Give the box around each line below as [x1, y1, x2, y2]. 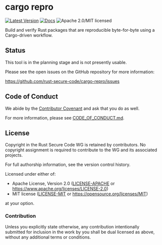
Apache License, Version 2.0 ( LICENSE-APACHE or [12, 181, 115, 186]
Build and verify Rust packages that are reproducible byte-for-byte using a [5, 27, 155, 33]
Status [5, 46, 26, 55]
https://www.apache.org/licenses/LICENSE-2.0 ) [12, 186, 109, 192]
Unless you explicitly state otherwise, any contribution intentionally [5, 224, 140, 229]
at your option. [5, 201, 35, 206]
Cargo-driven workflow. [5, 32, 53, 38]
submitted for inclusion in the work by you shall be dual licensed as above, [5, 229, 155, 235]
